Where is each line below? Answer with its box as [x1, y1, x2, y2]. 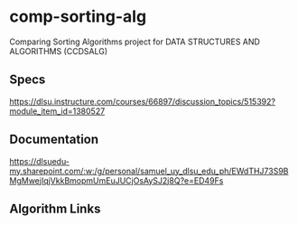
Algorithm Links [9, 201, 101, 216]
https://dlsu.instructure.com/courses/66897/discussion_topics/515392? [9, 96, 275, 107]
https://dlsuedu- [9, 155, 70, 166]
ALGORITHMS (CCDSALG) [9, 45, 108, 56]
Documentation [9, 132, 99, 147]
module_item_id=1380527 [9, 106, 106, 117]
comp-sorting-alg [9, 6, 147, 27]
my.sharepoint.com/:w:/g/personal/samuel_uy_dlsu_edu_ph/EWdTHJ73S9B [9, 165, 289, 176]
